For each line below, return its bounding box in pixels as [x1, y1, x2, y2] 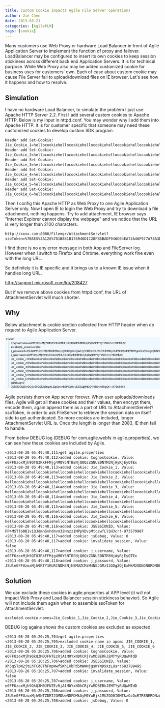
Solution [5, 577, 31, 585]
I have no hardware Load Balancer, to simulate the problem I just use [5, 106, 144, 113]
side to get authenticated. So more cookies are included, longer [5, 415, 134, 421]
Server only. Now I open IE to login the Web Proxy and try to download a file [5, 206, 159, 211]
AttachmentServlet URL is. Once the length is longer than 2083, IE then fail [5, 420, 156, 426]
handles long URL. [5, 270, 42, 276]
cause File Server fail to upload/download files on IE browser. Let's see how [5, 74, 159, 80]
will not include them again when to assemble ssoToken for [5, 600, 125, 606]
